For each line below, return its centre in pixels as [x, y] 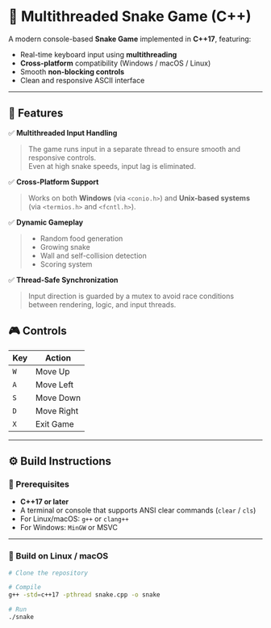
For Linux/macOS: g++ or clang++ [74, 519]
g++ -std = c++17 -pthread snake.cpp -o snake [84, 595]
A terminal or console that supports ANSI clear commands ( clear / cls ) [138, 510]
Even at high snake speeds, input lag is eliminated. [112, 166]
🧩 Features [36, 114]
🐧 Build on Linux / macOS [58, 556]
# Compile [25, 588]
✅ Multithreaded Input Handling [63, 133]
